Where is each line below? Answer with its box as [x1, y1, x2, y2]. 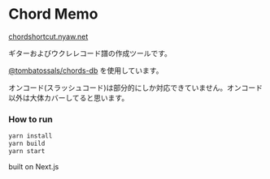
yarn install [8, 132, 53, 140]
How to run [8, 113, 53, 125]
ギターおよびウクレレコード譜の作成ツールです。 [8, 48, 172, 58]
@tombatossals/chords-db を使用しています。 [8, 66, 163, 75]
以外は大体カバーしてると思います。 [8, 92, 129, 102]
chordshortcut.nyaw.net [8, 32, 89, 41]
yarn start [8, 147, 46, 155]
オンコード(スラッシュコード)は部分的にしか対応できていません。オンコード [8, 83, 263, 92]
